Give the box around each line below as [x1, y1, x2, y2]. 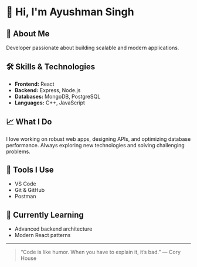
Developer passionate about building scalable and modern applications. [6, 44, 179, 51]
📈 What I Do [6, 117, 52, 127]
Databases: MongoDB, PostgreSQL [14, 93, 101, 100]
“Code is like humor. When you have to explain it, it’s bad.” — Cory [20, 249, 181, 256]
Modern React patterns [14, 232, 71, 239]
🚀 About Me [6, 29, 50, 39]
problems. [6, 148, 30, 155]
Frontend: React [14, 80, 55, 87]
